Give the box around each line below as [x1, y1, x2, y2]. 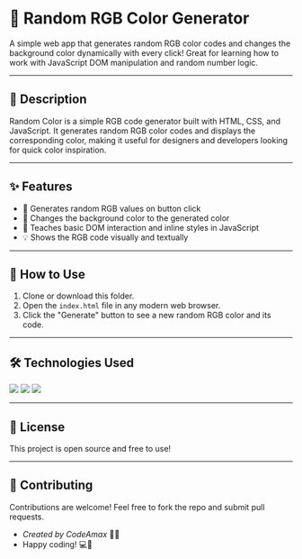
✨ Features [9, 179, 73, 195]
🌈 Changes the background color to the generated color [22, 212, 230, 224]
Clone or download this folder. [22, 290, 135, 301]
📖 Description [9, 92, 87, 107]
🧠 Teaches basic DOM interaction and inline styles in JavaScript [22, 222, 259, 233]
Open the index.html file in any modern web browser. [22, 300, 221, 311]
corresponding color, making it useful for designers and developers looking [9, 134, 289, 145]
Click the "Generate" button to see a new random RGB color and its [22, 310, 271, 321]
